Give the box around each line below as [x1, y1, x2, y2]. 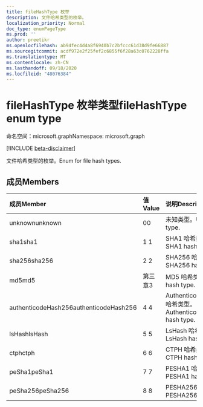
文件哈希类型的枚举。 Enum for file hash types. [6, 157, 122, 164]
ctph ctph [9, 349, 35, 357]
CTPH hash [165, 353, 198, 362]
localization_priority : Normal [6, 20, 85, 26]
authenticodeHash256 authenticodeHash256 [9, 304, 137, 311]
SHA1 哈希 [165, 234, 196, 243]
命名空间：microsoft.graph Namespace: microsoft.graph [6, 132, 145, 140]
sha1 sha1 [9, 238, 38, 246]
